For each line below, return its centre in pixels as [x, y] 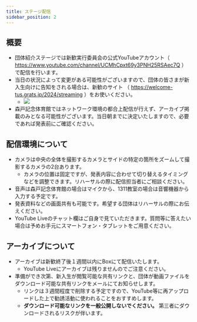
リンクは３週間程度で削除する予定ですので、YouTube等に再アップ [103, 291]
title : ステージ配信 [29, 11]
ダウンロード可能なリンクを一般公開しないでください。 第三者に [101, 305]
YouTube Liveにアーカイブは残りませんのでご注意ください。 [96, 268]
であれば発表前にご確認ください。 [56, 124]
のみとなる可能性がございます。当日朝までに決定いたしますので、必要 [104, 116]
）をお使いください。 [110, 94]
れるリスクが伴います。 [77, 313]
